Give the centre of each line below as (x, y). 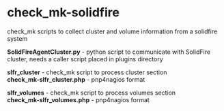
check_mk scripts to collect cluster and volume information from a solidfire (112, 31)
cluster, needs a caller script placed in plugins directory (85, 59)
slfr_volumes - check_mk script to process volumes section (92, 93)
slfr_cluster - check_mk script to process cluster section (87, 72)
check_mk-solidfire (63, 13)
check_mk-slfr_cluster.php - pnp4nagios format (76, 79)
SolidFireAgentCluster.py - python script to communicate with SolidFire (109, 52)
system (17, 38)
